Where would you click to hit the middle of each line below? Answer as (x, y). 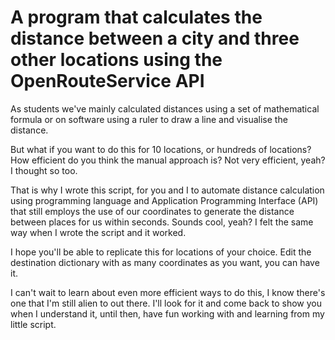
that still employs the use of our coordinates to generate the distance (152, 211)
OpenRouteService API (107, 81)
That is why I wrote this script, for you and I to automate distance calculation (167, 190)
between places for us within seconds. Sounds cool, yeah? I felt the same (162, 222)
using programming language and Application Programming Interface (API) (164, 200)
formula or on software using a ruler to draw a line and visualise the (149, 119)
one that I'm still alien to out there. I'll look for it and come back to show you (166, 303)
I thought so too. (44, 170)
